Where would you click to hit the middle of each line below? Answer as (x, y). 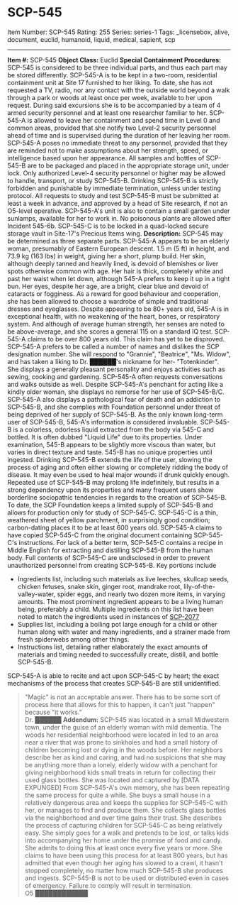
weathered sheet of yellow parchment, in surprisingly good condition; (109, 520)
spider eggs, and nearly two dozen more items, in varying (141, 594)
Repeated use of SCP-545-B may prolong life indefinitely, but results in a (113, 482)
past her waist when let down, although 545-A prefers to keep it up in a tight (119, 278)
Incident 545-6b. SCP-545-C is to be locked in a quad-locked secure (108, 226)
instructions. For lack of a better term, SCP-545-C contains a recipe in (121, 542)
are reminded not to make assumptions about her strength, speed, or (108, 150)
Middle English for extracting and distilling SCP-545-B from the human (110, 550)
